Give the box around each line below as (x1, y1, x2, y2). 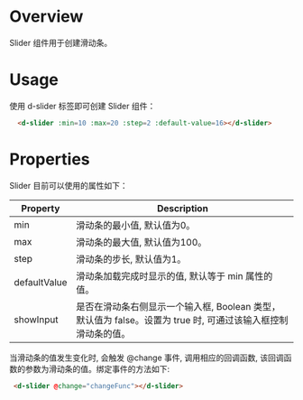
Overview (9, 6, 84, 27)
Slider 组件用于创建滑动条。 (9, 37, 113, 48)
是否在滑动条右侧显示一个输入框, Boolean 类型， (76, 300, 281, 312)
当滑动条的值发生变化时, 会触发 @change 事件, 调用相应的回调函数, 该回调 (9, 352, 284, 363)
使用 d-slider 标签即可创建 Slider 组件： (9, 100, 156, 111)
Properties (9, 149, 90, 169)
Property (21, 201, 60, 214)
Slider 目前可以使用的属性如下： (9, 180, 128, 191)
